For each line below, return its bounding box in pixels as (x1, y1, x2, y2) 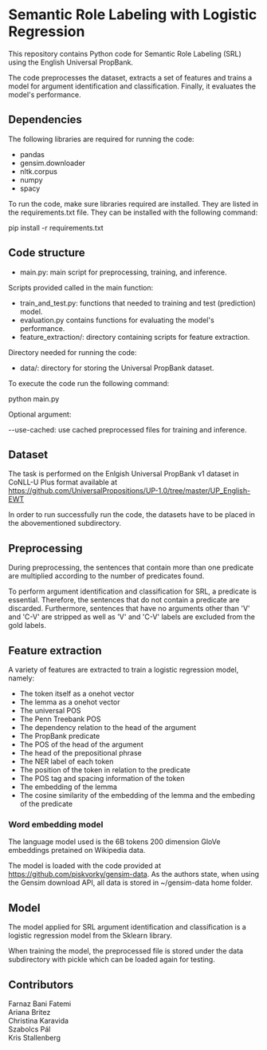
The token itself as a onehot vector (19, 689, 135, 698)
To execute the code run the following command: (8, 378, 170, 388)
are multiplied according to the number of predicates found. (8, 571, 205, 581)
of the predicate (19, 799, 73, 808)
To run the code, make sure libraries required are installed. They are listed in (8, 199, 259, 208)
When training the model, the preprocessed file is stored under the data (8, 946, 244, 956)
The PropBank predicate (19, 732, 100, 740)
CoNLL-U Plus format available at (8, 477, 118, 487)
